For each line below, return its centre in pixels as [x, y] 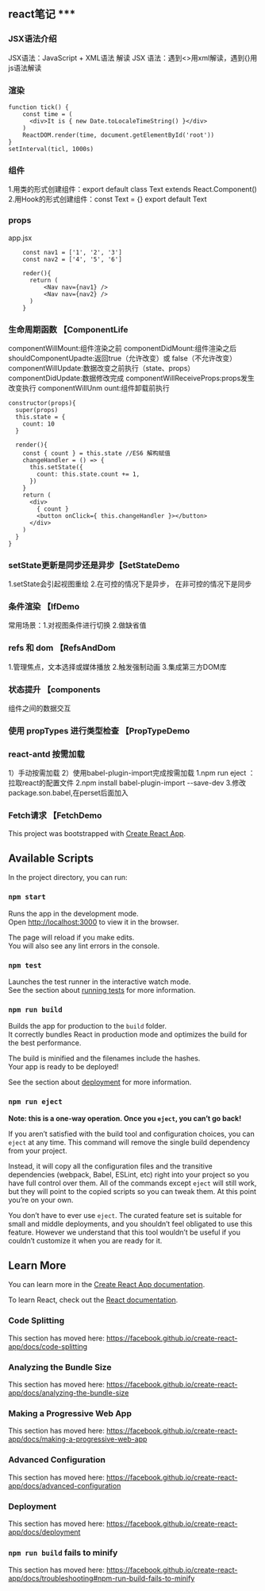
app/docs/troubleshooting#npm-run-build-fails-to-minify [102, 1578]
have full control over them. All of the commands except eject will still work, [132, 1183]
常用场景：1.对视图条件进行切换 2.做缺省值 [77, 625]
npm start [27, 897]
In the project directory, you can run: [68, 877]
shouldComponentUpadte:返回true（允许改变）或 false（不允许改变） [122, 358]
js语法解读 [25, 68]
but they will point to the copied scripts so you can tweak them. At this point [132, 1191]
